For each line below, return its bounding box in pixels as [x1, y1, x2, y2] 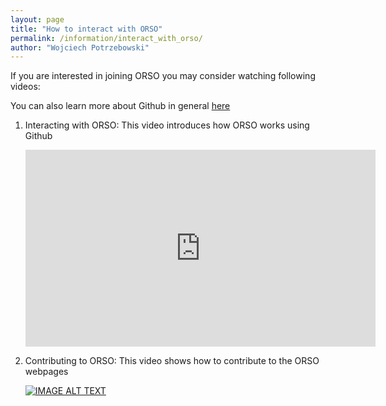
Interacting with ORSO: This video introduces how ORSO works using [24, 119, 310, 131]
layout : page [10, 14, 65, 25]
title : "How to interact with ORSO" [10, 24, 163, 34]
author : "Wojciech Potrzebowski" [10, 42, 150, 53]
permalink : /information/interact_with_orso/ [10, 33, 203, 43]
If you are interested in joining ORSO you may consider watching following [10, 70, 316, 82]
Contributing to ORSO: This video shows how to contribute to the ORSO [24, 355, 320, 367]
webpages [24, 366, 69, 378]
